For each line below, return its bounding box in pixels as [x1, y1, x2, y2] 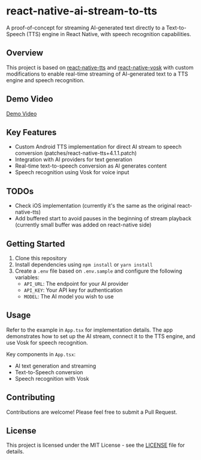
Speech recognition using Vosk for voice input [14, 169, 130, 176]
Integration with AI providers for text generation [14, 156, 133, 163]
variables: [14, 274, 40, 280]
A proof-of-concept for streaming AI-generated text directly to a [6, 24, 165, 31]
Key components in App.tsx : [6, 350, 76, 358]
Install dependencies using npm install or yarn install [14, 261, 153, 268]
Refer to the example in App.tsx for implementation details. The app [6, 326, 173, 333]
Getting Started [6, 238, 65, 249]
